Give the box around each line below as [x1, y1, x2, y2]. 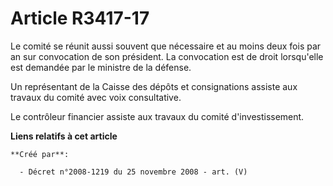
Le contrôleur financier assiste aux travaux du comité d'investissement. [10, 110, 305, 122]
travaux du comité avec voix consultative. [10, 91, 182, 103]
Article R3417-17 [10, 7, 150, 30]
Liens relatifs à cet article [10, 130, 118, 142]
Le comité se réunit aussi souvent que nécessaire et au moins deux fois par [10, 40, 322, 52]
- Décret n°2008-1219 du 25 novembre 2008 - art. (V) [19, 167, 248, 177]
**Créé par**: [10, 149, 70, 159]
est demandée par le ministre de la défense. [10, 61, 192, 73]
